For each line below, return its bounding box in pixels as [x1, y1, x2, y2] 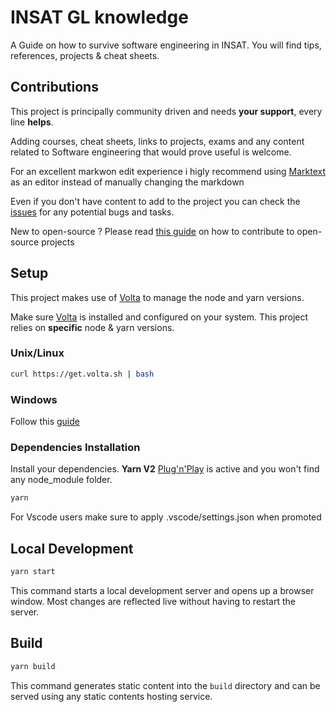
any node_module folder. [10, 474, 113, 486]
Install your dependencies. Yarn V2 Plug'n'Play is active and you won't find [10, 463, 320, 475]
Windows [10, 392, 58, 406]
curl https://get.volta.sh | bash [10, 369, 155, 379]
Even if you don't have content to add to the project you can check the [10, 195, 301, 207]
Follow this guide [10, 416, 80, 428]
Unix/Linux [10, 346, 65, 360]
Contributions [10, 79, 99, 96]
